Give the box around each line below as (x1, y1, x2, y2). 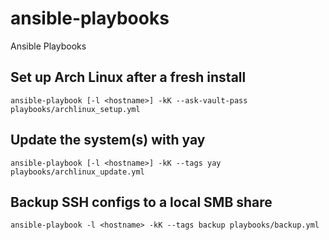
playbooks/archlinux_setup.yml (10, 104, 141, 114)
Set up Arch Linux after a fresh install (10, 69, 247, 86)
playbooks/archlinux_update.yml (10, 167, 145, 177)
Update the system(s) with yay (10, 132, 206, 149)
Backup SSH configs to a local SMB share (10, 193, 273, 211)
